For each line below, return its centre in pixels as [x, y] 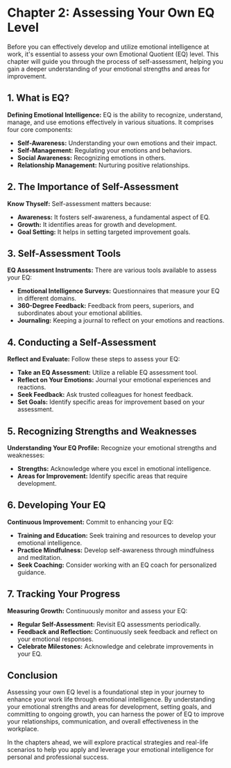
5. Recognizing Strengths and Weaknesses [102, 431]
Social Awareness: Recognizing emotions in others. [92, 157]
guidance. [32, 572]
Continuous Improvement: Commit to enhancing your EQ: [91, 522]
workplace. [23, 729]
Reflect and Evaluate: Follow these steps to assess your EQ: [94, 359]
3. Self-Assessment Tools [64, 254]
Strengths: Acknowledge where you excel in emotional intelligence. [114, 469]
